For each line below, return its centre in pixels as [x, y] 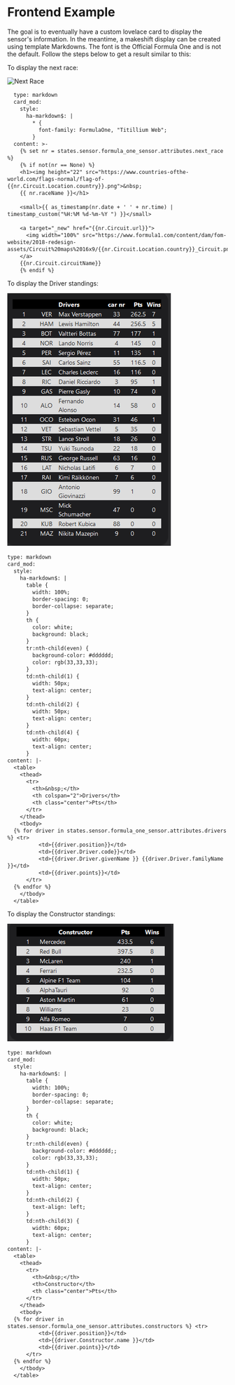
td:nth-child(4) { [52, 732]
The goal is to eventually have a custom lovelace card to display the [105, 32]
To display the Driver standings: [53, 283]
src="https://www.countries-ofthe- [137, 172]
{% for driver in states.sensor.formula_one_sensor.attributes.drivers [120, 831]
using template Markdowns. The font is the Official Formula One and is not [114, 46]
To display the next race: [43, 67]
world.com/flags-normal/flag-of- [56, 179]
